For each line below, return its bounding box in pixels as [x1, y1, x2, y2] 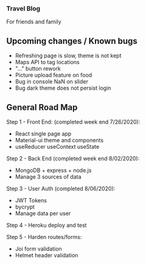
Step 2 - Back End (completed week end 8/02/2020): [6, 154, 140, 162]
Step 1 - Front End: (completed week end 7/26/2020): [6, 118, 141, 126]
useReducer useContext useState [15, 143, 100, 150]
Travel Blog [6, 4, 41, 13]
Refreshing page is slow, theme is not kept [15, 52, 122, 59]
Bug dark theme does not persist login [15, 84, 111, 92]
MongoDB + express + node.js [15, 166, 92, 174]
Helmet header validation [15, 251, 78, 259]
